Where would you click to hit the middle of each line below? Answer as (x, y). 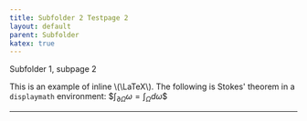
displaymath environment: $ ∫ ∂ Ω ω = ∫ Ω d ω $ (89, 98)
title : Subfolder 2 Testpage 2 (69, 18)
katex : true (32, 43)
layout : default (40, 26)
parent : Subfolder (44, 35)
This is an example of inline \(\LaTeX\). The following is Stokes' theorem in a (152, 86)
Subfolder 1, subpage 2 (53, 69)
